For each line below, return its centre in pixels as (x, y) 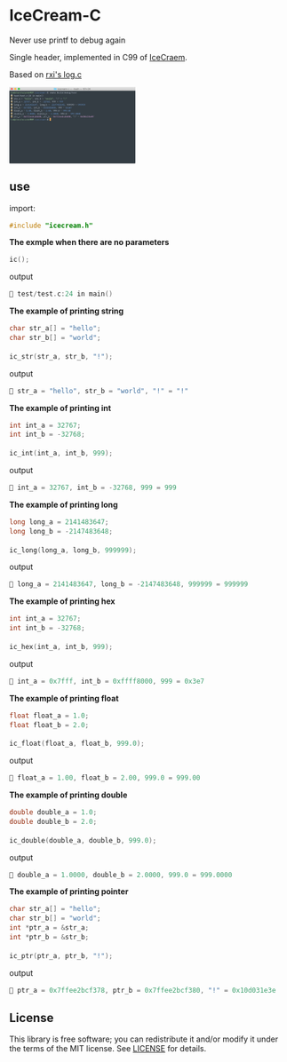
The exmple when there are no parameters (89, 242)
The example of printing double (68, 795)
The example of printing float (64, 698)
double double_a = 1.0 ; (53, 812)
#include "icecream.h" (51, 226)
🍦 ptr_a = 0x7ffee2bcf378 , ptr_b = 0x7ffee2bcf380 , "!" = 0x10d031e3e (143, 990)
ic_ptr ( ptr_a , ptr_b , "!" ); (61, 955)
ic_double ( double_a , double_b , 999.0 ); (83, 840)
